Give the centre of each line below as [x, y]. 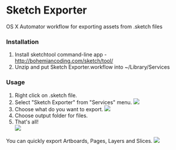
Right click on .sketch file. [46, 95]
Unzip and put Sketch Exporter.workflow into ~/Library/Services [92, 67]
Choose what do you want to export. [59, 109]
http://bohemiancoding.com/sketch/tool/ [64, 61]
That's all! [26, 122]
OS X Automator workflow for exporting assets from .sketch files [84, 26]
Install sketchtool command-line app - [61, 55]
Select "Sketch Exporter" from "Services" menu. [73, 102]
